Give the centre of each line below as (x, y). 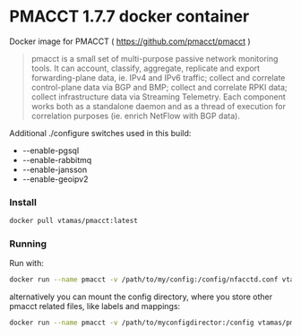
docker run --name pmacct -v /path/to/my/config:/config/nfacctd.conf (144, 280)
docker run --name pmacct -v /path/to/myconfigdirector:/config (132, 323)
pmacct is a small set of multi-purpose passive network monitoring (155, 58)
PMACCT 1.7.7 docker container (129, 17)
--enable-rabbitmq (57, 159)
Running (28, 244)
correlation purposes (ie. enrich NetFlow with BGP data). (135, 116)
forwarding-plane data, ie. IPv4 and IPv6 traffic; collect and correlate (158, 77)
